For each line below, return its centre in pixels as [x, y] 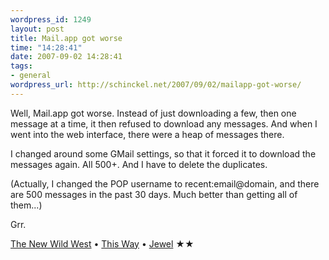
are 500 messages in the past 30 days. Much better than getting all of [154, 194]
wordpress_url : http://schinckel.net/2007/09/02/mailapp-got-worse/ [156, 85]
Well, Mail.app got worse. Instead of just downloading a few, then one [153, 113]
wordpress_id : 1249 [51, 19]
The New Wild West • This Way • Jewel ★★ [102, 243]
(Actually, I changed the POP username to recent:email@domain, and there [165, 183]
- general [31, 76]
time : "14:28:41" [46, 47]
